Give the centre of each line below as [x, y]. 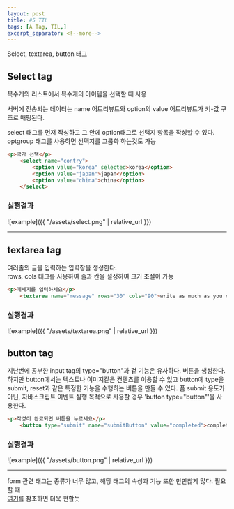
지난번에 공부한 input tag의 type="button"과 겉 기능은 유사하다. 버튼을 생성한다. [117, 371]
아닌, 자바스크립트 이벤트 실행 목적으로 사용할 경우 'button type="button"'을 [111, 397]
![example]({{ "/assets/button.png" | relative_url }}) [80, 460]
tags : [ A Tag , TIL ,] [37, 27]
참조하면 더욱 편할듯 [53, 499]
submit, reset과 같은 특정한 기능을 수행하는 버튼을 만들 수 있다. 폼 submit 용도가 [116, 388]
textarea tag [34, 250]
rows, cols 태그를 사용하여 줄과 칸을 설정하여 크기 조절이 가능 [91, 276]
